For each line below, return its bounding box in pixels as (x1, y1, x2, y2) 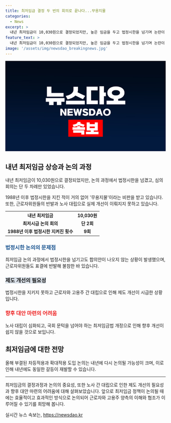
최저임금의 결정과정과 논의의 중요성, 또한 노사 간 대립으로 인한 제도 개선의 (5, 382, 151, 388)
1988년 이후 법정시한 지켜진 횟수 (7, 229, 73, 235)
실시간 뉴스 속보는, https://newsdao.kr (5, 411, 83, 418)
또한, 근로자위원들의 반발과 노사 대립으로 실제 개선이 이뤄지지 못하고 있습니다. (5, 201, 159, 207)
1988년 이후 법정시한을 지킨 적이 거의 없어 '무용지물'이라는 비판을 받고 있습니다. (5, 194, 163, 201)
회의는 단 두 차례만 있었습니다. (5, 184, 65, 190)
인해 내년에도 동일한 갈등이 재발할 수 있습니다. (5, 366, 97, 372)
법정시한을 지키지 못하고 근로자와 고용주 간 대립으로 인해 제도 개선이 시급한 (5, 289, 154, 295)
